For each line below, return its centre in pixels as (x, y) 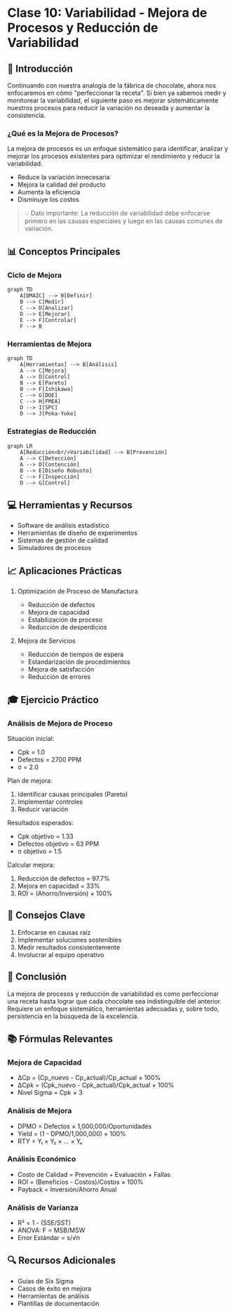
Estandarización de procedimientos (79, 662)
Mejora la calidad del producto (62, 185)
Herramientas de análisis (53, 1295)
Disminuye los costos (48, 200)
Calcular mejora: (31, 865)
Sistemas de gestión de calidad (63, 540)
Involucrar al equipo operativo (61, 954)
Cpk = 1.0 (31, 752)
